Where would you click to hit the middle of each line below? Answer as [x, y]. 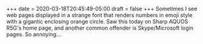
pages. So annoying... [34, 34]
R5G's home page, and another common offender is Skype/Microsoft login [100, 28]
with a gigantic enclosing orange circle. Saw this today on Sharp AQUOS [97, 21]
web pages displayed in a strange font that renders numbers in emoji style [100, 15]
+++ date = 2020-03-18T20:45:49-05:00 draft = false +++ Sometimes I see [102, 9]
